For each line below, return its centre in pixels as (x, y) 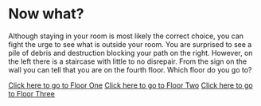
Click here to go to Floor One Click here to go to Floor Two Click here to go (130, 85)
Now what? (46, 14)
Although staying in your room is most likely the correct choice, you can (126, 36)
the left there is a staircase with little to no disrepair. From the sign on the (128, 61)
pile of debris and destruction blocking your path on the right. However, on (130, 53)
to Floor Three (32, 93)
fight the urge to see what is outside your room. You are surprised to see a (130, 44)
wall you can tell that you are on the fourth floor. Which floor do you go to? (130, 69)
